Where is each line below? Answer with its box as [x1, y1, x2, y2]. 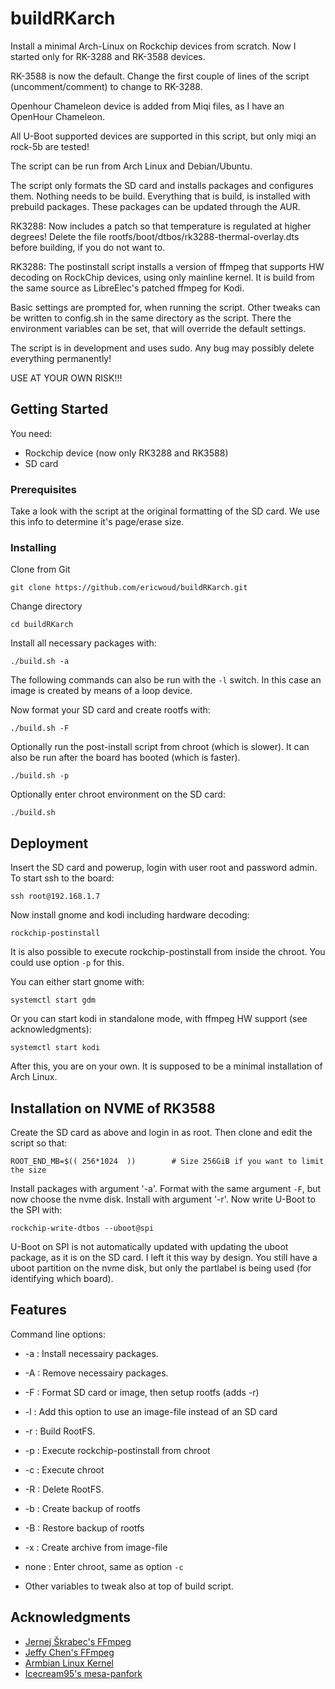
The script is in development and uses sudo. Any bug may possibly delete [10, 342, 315, 354]
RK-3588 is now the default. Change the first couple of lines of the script [10, 70, 310, 82]
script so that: [10, 1137, 68, 1149]
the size [10, 1165, 47, 1175]
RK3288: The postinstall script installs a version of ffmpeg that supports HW [10, 260, 325, 272]
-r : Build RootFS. [24, 1425, 96, 1437]
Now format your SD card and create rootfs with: [10, 704, 211, 716]
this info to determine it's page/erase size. [10, 516, 185, 528]
